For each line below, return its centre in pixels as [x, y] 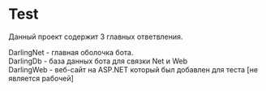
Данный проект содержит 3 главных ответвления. [96, 37]
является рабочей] [41, 78]
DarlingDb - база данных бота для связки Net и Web [98, 61]
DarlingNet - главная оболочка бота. [71, 52]
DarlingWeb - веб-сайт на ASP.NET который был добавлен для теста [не [133, 69]
